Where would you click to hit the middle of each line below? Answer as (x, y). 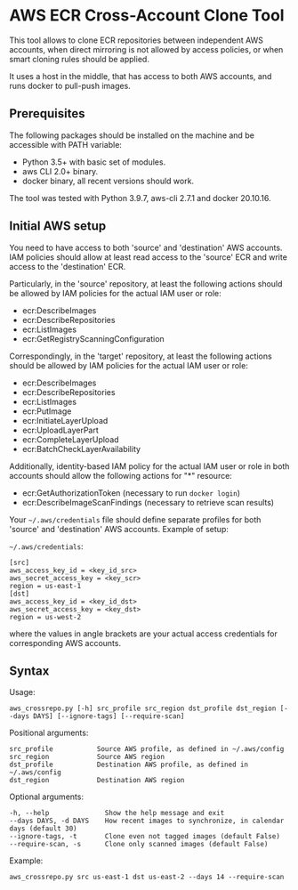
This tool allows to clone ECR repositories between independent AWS (137, 40)
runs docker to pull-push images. (70, 85)
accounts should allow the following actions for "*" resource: (121, 475)
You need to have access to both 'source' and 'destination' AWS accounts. (146, 247)
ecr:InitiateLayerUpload (65, 420)
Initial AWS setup (58, 227)
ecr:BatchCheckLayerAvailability (81, 449)
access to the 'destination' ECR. (68, 266)
